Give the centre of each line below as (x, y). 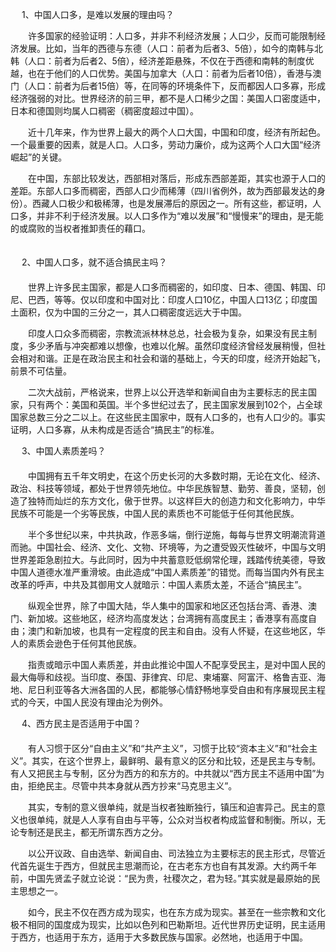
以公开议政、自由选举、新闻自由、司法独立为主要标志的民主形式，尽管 (172, 853)
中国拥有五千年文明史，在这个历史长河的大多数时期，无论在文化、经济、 (176, 476)
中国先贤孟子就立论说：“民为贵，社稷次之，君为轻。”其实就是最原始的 (169, 878)
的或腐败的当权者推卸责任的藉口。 (80, 228)
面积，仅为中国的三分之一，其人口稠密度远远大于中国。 (132, 312)
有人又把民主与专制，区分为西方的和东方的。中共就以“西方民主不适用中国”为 (167, 773)
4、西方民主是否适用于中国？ (81, 723)
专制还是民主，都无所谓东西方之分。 (93, 832)
